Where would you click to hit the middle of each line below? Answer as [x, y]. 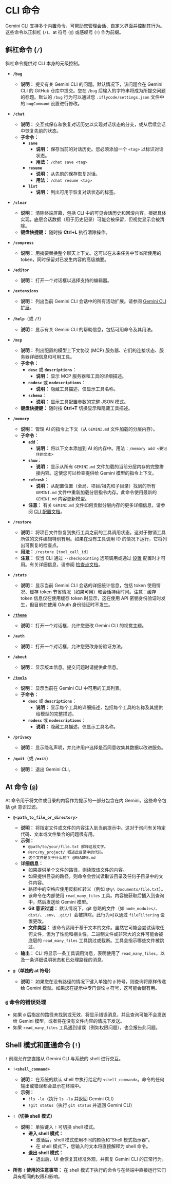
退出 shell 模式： [46, 1152]
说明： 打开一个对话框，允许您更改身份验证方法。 [73, 646]
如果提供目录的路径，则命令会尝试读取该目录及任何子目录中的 [93, 876]
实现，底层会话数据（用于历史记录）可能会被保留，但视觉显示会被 [90, 219]
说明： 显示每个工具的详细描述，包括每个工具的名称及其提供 [99, 707]
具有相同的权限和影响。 [37, 1176]
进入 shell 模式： [46, 1133]
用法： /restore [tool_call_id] [54, 551]
